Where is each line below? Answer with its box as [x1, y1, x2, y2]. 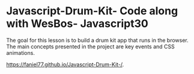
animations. [6, 49, 35, 56]
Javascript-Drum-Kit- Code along [6, 4, 178, 18]
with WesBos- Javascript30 [6, 17, 148, 30]
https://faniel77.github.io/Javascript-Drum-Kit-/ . [6, 61, 124, 68]
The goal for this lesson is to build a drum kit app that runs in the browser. [6, 36, 189, 44]
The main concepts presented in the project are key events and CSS [6, 43, 175, 50]
